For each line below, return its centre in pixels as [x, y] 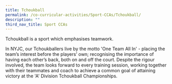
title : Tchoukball [25, 10]
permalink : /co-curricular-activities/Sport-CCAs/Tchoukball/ [73, 15]
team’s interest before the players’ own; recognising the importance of [80, 54]
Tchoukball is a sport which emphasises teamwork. [60, 39]
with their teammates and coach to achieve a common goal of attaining [80, 71]
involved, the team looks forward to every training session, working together [86, 65]
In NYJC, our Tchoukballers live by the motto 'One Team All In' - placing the [85, 49]
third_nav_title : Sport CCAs [36, 24]
